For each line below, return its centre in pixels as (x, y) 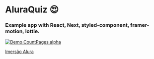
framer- (140, 25)
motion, (15, 31)
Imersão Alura (19, 52)
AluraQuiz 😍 (32, 10)
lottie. (32, 31)
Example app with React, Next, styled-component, (67, 25)
